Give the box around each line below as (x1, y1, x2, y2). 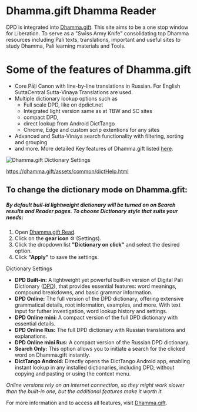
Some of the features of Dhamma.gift (6, 63, 191, 77)
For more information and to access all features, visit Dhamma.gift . (6, 399, 168, 407)
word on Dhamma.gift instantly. (14, 351, 91, 358)
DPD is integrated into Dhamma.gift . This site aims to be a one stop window (6, 24, 189, 31)
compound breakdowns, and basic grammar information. (14, 289, 153, 296)
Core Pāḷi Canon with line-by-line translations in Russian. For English (14, 82, 181, 89)
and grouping (14, 138, 48, 145)
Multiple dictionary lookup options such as (14, 95, 118, 102)
